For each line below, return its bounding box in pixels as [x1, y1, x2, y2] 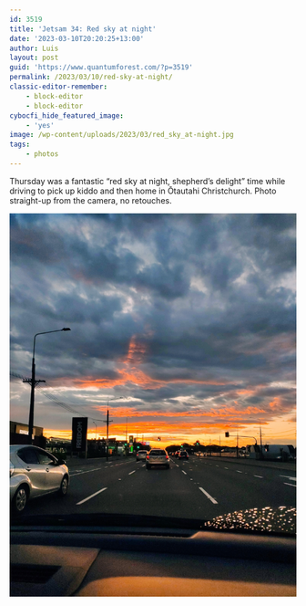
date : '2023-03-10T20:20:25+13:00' [9, 34, 145, 43]
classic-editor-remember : [9, 82, 107, 91]
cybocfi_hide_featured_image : [9, 110, 125, 120]
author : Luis [9, 44, 59, 53]
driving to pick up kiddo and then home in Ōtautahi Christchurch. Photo [9, 185, 277, 196]
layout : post [9, 53, 59, 63]
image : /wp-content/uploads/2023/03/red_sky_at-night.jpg [9, 131, 234, 140]
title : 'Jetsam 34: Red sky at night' [9, 24, 157, 34]
